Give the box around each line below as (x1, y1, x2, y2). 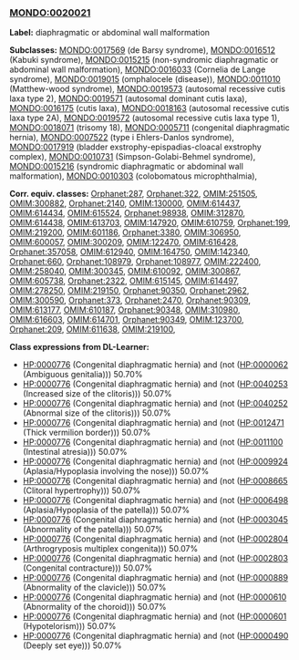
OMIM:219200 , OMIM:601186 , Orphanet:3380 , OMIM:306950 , (9, 227, 242, 238)
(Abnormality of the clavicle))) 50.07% (22, 582, 167, 593)
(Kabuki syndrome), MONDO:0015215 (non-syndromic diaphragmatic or (9, 55, 279, 66)
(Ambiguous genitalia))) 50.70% (22, 369, 143, 380)
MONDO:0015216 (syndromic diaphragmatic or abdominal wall (9, 161, 244, 172)
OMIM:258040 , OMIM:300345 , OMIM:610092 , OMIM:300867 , (9, 266, 242, 277)
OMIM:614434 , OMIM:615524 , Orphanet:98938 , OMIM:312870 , (9, 208, 246, 219)
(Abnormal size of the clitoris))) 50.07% (22, 407, 171, 418)
